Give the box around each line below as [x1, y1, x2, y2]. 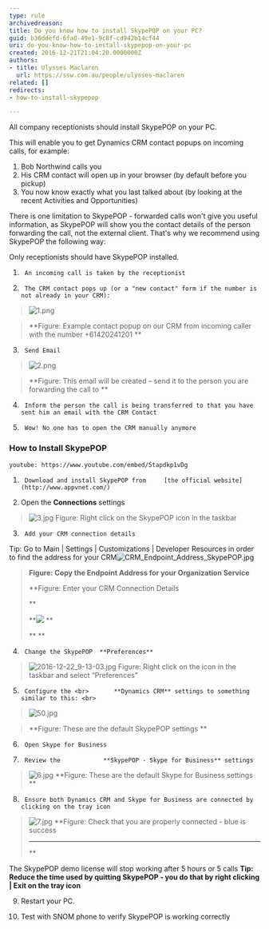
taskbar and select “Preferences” [28, 670, 138, 680]
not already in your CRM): [20, 292, 111, 300]
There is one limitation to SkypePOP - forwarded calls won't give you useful [9, 211, 258, 221]
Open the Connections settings [20, 497, 125, 507]
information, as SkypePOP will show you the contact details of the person [9, 220, 251, 229]
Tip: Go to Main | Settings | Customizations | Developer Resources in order [9, 544, 255, 553]
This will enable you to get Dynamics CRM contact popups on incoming [9, 138, 244, 148]
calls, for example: [9, 146, 70, 156]
